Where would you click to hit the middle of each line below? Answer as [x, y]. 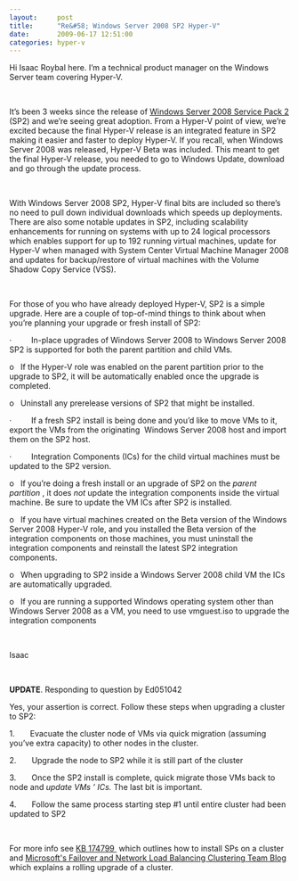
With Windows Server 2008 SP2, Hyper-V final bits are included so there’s [145, 203]
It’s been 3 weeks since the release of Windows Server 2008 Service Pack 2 [149, 111]
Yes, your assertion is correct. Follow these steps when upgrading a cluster [147, 707]
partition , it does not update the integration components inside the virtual [145, 493]
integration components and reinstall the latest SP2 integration [124, 548]
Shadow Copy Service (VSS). [63, 269]
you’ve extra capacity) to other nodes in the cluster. [104, 743]
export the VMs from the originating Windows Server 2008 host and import [148, 430]
